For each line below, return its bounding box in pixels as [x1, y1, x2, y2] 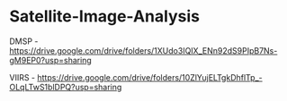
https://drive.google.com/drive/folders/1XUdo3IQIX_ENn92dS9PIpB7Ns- [9, 45, 278, 55]
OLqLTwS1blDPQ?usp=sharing [9, 81, 122, 92]
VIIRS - [9, 72, 36, 82]
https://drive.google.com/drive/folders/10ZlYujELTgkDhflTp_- [37, 72, 263, 82]
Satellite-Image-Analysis [9, 6, 201, 27]
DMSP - [9, 36, 39, 46]
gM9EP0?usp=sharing [9, 55, 92, 65]
